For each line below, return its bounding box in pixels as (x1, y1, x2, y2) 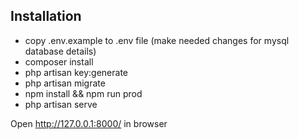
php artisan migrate (24, 77, 106, 89)
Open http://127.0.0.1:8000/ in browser (10, 117, 168, 129)
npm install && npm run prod (24, 87, 143, 99)
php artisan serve (24, 98, 98, 110)
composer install (24, 55, 94, 68)
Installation (10, 8, 82, 25)
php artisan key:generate (24, 66, 129, 78)
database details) (24, 45, 97, 57)
